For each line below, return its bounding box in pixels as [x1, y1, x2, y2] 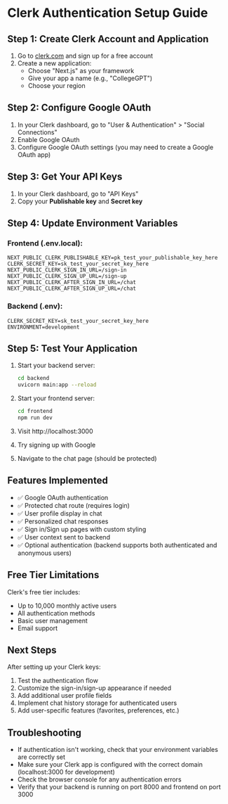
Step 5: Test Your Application [7, 343, 138, 355]
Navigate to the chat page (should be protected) [17, 454, 157, 462]
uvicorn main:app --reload [17, 381, 97, 388]
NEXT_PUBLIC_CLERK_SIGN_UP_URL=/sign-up [7, 273, 128, 280]
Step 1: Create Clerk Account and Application [7, 33, 209, 45]
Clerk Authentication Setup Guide [7, 5, 208, 21]
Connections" [17, 128, 58, 136]
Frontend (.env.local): [7, 238, 83, 248]
